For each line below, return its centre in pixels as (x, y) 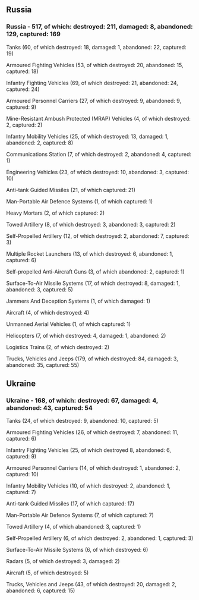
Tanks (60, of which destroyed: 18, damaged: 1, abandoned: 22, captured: (96, 47)
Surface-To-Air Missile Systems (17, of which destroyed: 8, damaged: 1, (93, 283)
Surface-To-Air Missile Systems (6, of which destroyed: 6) (77, 550)
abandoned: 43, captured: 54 (50, 408)
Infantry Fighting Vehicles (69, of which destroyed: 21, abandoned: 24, (92, 83)
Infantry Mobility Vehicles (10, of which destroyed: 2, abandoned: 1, (89, 486)
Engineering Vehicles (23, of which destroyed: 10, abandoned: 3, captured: (97, 172)
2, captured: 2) (24, 125)
